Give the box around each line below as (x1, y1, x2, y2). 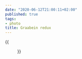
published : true (5, 12, 38, 17)
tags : (5, 16, 16, 21)
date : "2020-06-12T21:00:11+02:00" (5, 7, 78, 12)
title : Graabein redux (5, 26, 51, 30)
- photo (5, 21, 21, 26)
